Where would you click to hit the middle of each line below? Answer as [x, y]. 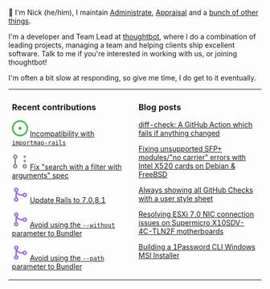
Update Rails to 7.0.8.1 [67, 200]
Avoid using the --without [72, 225]
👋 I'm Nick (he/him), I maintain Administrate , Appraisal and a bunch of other [133, 12]
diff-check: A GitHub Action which [196, 125]
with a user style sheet [176, 199]
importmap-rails [39, 143]
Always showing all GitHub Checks [196, 190]
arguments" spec [40, 175]
